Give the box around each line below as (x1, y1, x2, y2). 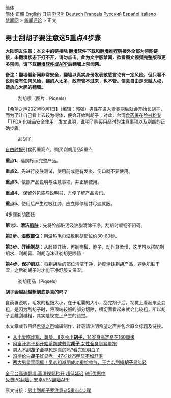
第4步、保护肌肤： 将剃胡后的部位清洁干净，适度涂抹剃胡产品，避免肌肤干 (5, 261, 160, 267)
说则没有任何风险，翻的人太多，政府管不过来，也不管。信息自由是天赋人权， (5, 78, 166, 84)
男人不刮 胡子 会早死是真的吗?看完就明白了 (12, 347, 100, 353)
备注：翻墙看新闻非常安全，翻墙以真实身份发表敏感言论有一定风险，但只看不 (5, 71, 166, 77)
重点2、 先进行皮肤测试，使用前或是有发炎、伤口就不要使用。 (5, 168, 133, 174)
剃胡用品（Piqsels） (18, 278, 60, 284)
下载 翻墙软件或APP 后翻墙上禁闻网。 (27, 60, 104, 67)
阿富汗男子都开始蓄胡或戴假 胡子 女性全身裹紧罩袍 (12, 340, 117, 346)
